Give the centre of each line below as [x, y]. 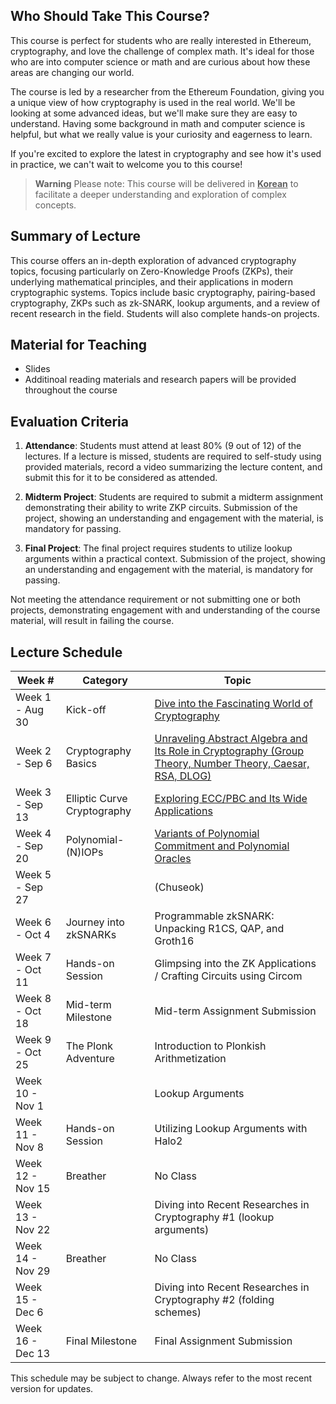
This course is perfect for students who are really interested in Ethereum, [161, 40]
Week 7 [33, 957]
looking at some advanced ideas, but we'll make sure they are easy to [154, 113]
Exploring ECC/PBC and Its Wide [231, 799]
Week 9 [33, 1040]
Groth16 [174, 941]
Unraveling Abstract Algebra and [231, 739]
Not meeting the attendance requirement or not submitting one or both [155, 600]
